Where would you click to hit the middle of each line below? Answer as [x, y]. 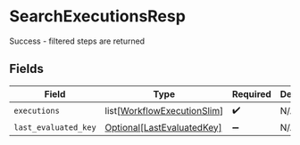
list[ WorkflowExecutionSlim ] [164, 111]
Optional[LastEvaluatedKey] [163, 127]
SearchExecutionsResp [97, 16]
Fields [27, 69]
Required [252, 93]
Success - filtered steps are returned [77, 41]
